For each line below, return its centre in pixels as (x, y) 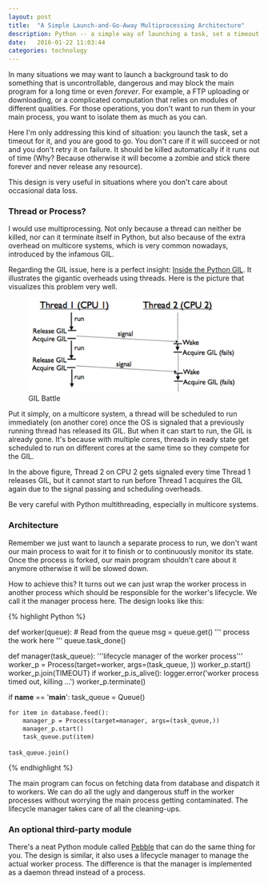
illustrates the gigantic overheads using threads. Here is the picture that (126, 278)
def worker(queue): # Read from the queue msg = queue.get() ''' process (129, 632)
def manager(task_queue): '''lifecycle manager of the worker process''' (126, 656)
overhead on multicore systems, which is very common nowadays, (118, 246)
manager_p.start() (53, 729)
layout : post (30, 17)
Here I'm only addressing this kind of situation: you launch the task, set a (128, 133)
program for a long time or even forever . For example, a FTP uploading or (129, 91)
